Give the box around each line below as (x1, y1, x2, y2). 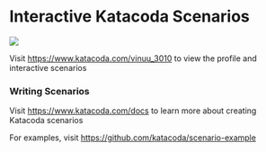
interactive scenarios (9, 62, 87, 73)
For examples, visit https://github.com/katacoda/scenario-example (9, 132, 256, 143)
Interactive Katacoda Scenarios (9, 6, 250, 27)
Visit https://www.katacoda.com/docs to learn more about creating (9, 105, 257, 116)
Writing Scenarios (9, 85, 90, 97)
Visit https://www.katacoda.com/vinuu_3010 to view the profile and (9, 52, 258, 64)
